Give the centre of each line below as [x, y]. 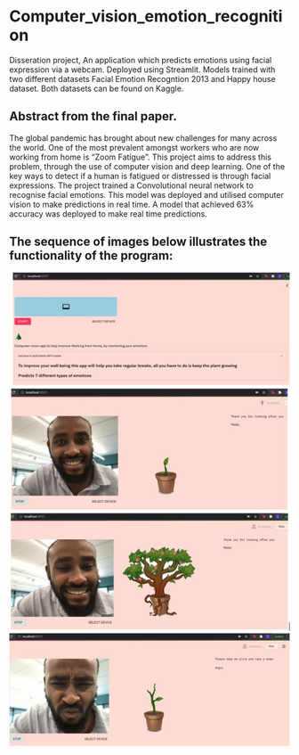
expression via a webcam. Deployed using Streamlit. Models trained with [142, 70]
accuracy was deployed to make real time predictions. [108, 213]
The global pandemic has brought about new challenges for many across [143, 138]
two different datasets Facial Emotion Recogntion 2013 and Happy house [142, 78]
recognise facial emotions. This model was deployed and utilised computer [147, 194]
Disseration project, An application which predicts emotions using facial [141, 60]
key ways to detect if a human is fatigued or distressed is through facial [140, 176]
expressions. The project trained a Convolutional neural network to [131, 185]
